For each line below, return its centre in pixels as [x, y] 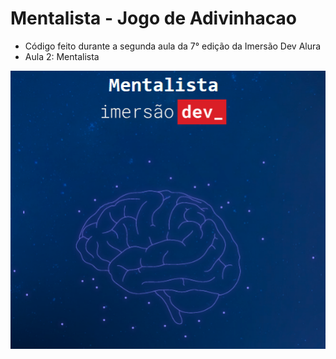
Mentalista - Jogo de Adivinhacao [153, 18]
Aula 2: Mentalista [62, 56]
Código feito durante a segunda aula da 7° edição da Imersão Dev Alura [173, 46]
